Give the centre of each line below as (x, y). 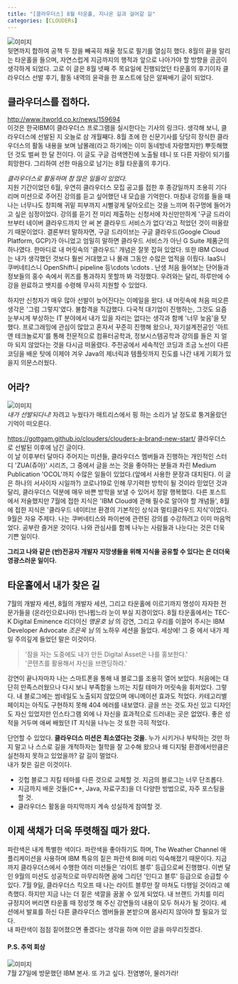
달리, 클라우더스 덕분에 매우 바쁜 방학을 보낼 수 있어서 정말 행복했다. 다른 (108, 492)
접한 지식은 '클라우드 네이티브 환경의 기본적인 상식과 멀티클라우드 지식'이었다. (122, 510)
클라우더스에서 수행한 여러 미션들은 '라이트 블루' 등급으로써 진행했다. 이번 (122, 867)
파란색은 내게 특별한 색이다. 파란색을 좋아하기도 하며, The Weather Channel (113, 849)
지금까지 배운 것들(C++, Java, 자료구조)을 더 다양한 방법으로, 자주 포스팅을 (121, 788)
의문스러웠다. (39, 363)
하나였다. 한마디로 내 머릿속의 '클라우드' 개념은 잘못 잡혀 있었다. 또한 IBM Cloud (118, 250)
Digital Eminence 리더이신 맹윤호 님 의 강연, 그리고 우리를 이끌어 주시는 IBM (119, 621)
